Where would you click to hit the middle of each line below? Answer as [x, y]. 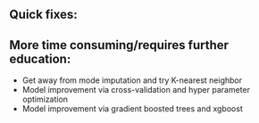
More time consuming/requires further [119, 45]
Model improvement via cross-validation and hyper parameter [136, 90]
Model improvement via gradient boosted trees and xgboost [132, 109]
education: [40, 58]
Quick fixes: [43, 15]
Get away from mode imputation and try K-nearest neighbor [132, 80]
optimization [45, 99]
